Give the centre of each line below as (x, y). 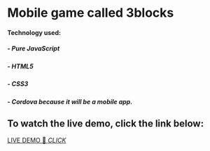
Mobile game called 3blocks (91, 13)
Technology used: (34, 32)
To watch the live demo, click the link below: (106, 123)
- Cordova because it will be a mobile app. (70, 101)
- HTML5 (20, 66)
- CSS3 (18, 84)
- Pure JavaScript (34, 49)
